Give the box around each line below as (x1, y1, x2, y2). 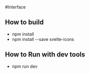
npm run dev (12, 63, 38, 69)
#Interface (5, 4, 26, 10)
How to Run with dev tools (5, 51, 86, 59)
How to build (5, 18, 44, 26)
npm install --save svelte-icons (12, 36, 74, 42)
